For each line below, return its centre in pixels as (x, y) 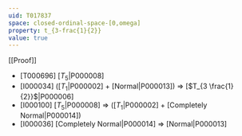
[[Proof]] (23, 60)
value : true (28, 38)
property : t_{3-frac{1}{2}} (55, 30)
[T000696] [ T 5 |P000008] (62, 77)
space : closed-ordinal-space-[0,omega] (75, 23)
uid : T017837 (30, 16)
